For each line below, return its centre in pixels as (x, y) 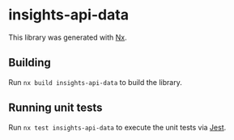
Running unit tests (55, 108)
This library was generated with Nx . (68, 37)
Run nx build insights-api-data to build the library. (95, 82)
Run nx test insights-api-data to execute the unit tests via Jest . (117, 127)
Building (30, 63)
